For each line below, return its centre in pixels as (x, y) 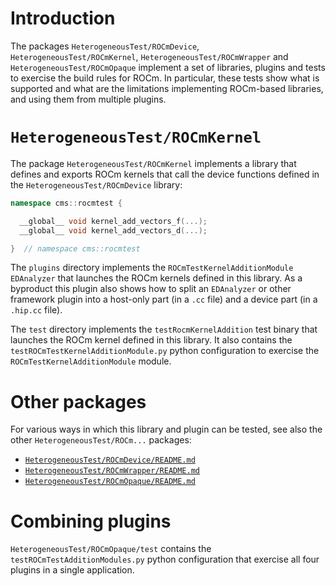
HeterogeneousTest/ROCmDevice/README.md (110, 460)
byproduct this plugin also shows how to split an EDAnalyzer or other (151, 289)
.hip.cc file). (36, 310)
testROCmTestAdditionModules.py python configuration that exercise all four (165, 559)
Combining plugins (91, 521)
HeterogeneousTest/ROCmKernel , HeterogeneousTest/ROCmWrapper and (149, 56)
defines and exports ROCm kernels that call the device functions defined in (165, 174)
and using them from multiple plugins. (88, 99)
